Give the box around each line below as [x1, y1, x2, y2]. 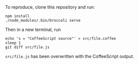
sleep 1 [5, 40, 21, 45]
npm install [5, 14, 30, 19]
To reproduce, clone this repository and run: [5, 4, 95, 10]
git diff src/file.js [5, 45, 50, 50]
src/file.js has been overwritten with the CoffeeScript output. [5, 54, 135, 59]
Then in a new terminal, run [5, 27, 61, 32]
